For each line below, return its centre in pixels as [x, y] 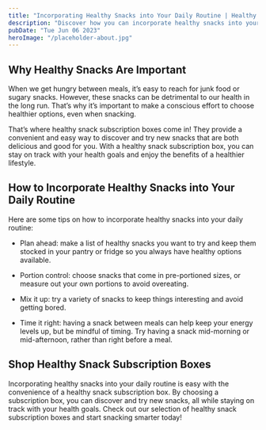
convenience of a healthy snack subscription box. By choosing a [114, 392]
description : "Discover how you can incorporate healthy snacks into [125, 23]
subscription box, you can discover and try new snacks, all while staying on [131, 400]
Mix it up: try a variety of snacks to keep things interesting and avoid [131, 299]
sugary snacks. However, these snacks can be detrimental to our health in [129, 97]
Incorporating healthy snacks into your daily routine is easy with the [119, 383]
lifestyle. [22, 163]
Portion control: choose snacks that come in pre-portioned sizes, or [130, 275]
